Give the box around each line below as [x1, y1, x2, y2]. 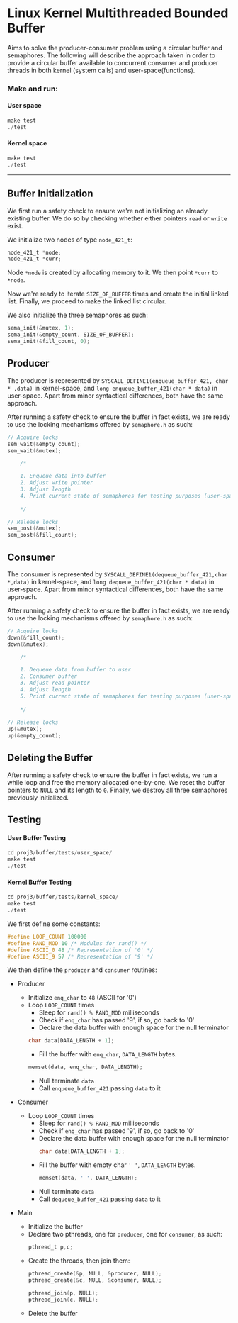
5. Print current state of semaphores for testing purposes [20, 693, 201, 700]
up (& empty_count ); [7, 732, 62, 739]
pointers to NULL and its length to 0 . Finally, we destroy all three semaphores [7, 786, 228, 794]
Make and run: [7, 84, 58, 94]
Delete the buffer [28, 1310, 78, 1318]
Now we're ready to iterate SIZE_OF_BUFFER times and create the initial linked [7, 289, 229, 298]
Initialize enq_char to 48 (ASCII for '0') [28, 993, 137, 1002]
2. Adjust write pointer [20, 479, 93, 486]
